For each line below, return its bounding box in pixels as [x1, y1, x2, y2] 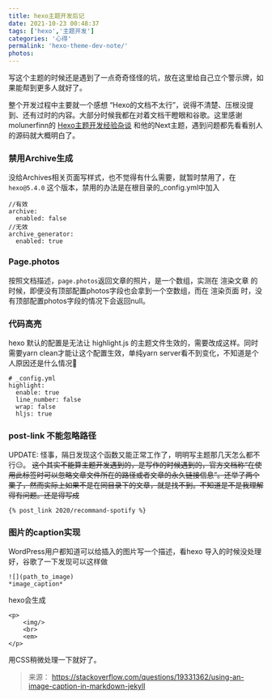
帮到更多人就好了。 [22, 83, 87, 92]
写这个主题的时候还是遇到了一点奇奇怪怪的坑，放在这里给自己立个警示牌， [8, 73, 257, 82]
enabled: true [15, 237, 63, 245]
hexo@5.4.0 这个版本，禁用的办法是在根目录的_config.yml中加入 [8, 183, 220, 193]
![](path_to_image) [8, 573, 74, 582]
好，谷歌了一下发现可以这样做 [8, 556, 108, 567]
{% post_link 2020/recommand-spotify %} [8, 507, 147, 515]
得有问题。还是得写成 [8, 491, 79, 501]
